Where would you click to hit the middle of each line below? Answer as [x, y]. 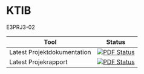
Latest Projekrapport [38, 62]
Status [116, 42]
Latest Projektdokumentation [50, 52]
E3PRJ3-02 [21, 27]
